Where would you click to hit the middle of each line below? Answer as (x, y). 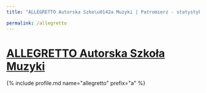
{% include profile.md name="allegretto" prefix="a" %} (76, 83)
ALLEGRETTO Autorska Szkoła (86, 53)
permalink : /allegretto (37, 23)
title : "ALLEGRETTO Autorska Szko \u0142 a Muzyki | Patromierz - (90, 12)
